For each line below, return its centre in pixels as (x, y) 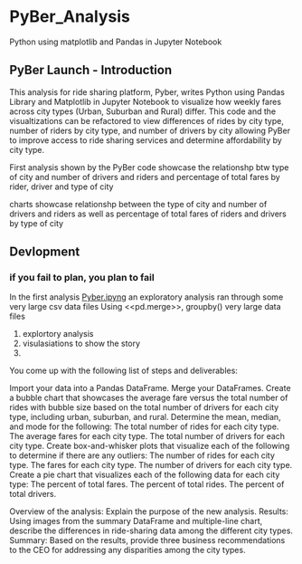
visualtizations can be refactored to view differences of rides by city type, (147, 120)
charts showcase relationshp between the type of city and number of (138, 204)
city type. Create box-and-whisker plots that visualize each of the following (150, 446)
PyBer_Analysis (70, 17)
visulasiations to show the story (81, 344)
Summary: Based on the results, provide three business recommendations (147, 540)
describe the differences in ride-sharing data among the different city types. (151, 531)
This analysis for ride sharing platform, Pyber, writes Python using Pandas (147, 91)
